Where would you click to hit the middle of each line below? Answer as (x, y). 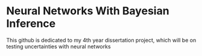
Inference (31, 24)
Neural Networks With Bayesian (88, 11)
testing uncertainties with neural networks (58, 46)
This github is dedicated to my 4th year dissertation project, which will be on (101, 40)
